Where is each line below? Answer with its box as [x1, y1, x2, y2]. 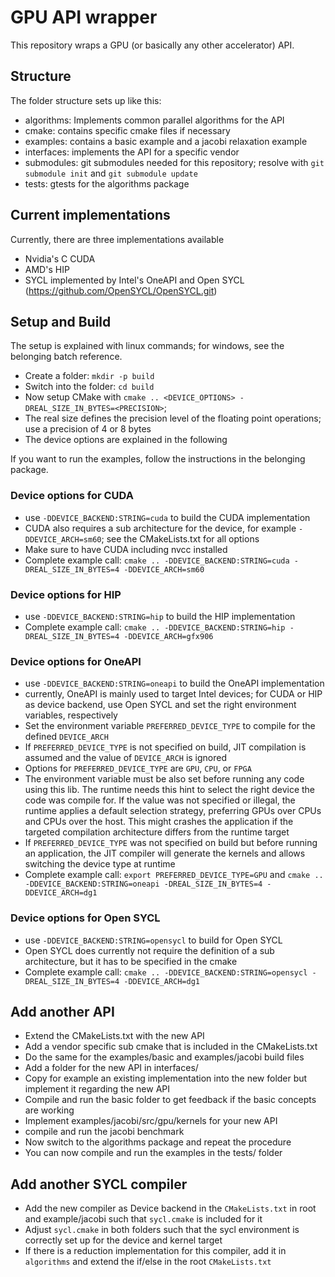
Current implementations [10, 207, 171, 224]
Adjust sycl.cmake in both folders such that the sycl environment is [24, 1224, 300, 1236]
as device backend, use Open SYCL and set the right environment [24, 699, 297, 711]
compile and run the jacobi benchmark [24, 1126, 185, 1138]
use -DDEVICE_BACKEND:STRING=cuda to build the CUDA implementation [24, 511, 311, 523]
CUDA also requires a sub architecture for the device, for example [24, 522, 297, 534]
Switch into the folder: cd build [24, 381, 155, 393]
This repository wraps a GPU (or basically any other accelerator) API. [10, 39, 295, 51]
